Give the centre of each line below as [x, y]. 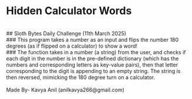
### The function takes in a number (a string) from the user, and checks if [96, 52]
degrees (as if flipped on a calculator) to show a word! [72, 46]
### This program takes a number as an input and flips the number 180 [92, 39]
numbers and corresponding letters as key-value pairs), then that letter [92, 65]
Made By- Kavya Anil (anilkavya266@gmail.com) [65, 90]
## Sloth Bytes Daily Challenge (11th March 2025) [66, 33]
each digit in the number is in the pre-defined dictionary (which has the [92, 58]
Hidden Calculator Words [69, 11]
